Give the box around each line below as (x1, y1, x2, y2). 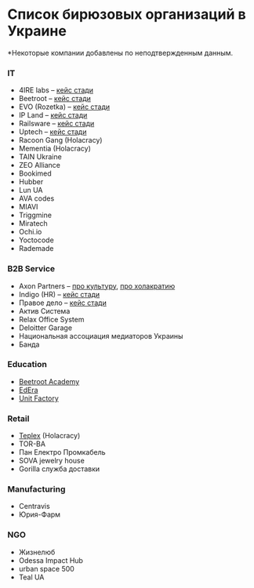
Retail (7, 413, 30, 424)
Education (7, 359, 48, 370)
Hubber (18, 177, 44, 187)
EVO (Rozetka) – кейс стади (18, 102, 111, 111)
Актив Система (18, 306, 71, 315)
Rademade (18, 244, 54, 253)
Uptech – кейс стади (18, 127, 87, 136)
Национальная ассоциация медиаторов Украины (18, 331, 183, 340)
